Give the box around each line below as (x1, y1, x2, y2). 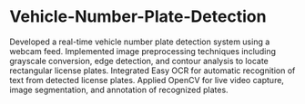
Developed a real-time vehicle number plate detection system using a (9, 36, 270, 47)
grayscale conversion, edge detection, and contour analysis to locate (9, 55, 269, 66)
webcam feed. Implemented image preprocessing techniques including (9, 45, 276, 56)
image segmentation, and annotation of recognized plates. (9, 84, 229, 95)
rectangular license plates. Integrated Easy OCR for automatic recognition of (9, 65, 296, 76)
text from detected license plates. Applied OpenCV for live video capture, (9, 74, 285, 85)
